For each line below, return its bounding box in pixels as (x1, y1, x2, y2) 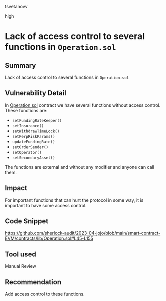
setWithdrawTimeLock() (12, 129, 60, 134)
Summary (5, 61, 36, 70)
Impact (5, 184, 27, 192)
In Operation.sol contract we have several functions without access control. (5, 102, 161, 108)
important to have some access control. (5, 202, 87, 208)
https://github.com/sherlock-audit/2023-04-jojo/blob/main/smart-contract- (5, 230, 161, 236)
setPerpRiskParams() (12, 134, 55, 139)
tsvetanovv (5, 4, 28, 9)
